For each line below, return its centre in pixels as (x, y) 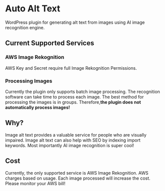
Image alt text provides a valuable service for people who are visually (76, 135)
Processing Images (29, 81)
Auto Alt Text (33, 9)
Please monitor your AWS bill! (35, 183)
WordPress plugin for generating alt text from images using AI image (75, 22)
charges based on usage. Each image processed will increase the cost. (78, 178)
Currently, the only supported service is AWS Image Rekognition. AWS (77, 173)
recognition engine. (25, 27)
